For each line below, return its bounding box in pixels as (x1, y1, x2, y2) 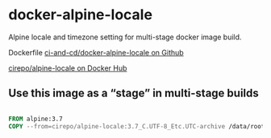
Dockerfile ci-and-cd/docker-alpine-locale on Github (8, 47, 184, 57)
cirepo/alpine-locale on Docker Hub (8, 63, 127, 73)
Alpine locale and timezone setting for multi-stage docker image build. (8, 32, 242, 42)
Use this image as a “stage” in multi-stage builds (8, 87, 260, 100)
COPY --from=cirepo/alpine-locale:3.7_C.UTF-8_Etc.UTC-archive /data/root (8, 122, 265, 130)
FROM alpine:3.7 (8, 115, 63, 123)
